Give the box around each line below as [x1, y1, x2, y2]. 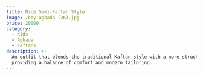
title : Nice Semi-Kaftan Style [6, 8, 85, 15]
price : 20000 [6, 20, 39, 26]
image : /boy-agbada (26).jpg [6, 15, 80, 21]
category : [6, 25, 31, 32]
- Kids [11, 31, 28, 37]
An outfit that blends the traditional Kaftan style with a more [11, 54, 180, 60]
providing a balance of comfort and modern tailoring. [11, 59, 153, 65]
